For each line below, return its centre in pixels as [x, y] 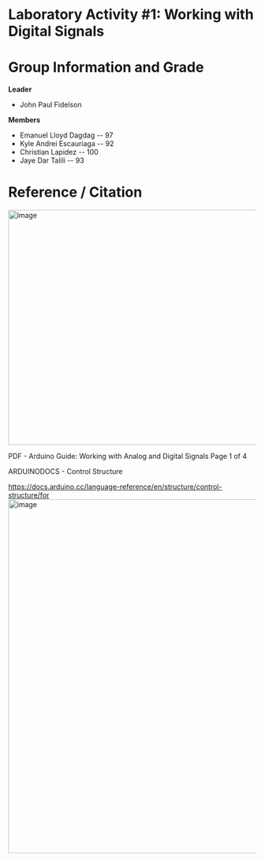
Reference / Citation [75, 192]
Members [24, 120]
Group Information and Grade [106, 68]
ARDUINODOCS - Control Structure [65, 472]
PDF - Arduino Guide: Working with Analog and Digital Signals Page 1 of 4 [128, 457]
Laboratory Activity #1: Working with [131, 15]
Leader [20, 89]
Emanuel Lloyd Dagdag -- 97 [66, 135]
